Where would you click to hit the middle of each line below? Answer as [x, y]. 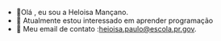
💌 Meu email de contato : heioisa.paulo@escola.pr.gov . [106, 29]
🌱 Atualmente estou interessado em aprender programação [115, 20]
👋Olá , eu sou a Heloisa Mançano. [72, 12]
